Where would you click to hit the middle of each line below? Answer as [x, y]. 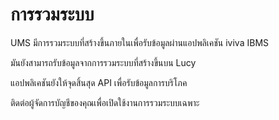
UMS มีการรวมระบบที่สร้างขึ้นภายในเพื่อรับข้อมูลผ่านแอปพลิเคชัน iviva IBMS [140, 42]
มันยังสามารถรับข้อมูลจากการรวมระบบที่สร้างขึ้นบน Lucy [103, 62]
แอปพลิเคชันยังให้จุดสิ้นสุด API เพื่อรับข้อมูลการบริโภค [99, 82]
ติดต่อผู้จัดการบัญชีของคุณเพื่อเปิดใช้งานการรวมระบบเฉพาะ [105, 102]
